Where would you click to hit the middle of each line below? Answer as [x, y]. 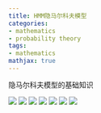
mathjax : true [32, 61]
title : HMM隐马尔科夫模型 [48, 16]
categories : [28, 23]
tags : [17, 46]
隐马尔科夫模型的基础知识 [51, 85]
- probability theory [45, 38]
